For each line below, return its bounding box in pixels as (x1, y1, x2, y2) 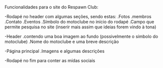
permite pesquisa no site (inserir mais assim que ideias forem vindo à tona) (4, 24, 157, 30)
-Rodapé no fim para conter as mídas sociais (4, 58, 95, 63)
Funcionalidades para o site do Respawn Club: (4, 4, 99, 10)
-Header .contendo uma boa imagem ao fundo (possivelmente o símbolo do (4, 34, 158, 39)
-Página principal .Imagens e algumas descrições (4, 48, 105, 54)
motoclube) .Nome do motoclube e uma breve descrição (4, 39, 119, 45)
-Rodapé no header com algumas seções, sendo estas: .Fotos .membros (4, 14, 152, 19)
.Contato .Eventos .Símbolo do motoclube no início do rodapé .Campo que (4, 19, 154, 24)
